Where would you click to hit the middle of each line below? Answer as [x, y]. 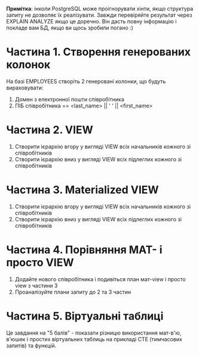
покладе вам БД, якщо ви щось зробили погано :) [70, 28]
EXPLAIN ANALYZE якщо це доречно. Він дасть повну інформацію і [91, 21]
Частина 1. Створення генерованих [99, 52]
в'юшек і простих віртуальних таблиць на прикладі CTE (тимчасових [94, 339]
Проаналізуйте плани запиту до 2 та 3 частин [73, 292]
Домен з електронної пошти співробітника [69, 99]
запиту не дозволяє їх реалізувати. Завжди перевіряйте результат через [99, 15]
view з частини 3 [36, 285]
